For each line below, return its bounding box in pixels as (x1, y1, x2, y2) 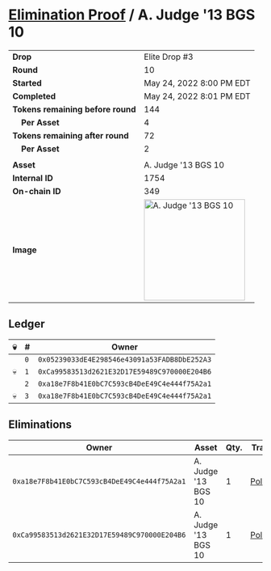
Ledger (8, 317, 45, 331)
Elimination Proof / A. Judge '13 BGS (8, 6, 256, 24)
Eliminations (8, 418, 73, 432)
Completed (12, 91, 56, 102)
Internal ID (12, 172, 54, 184)
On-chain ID (12, 185, 61, 197)
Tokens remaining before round (12, 104, 136, 115)
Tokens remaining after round (12, 129, 129, 141)
